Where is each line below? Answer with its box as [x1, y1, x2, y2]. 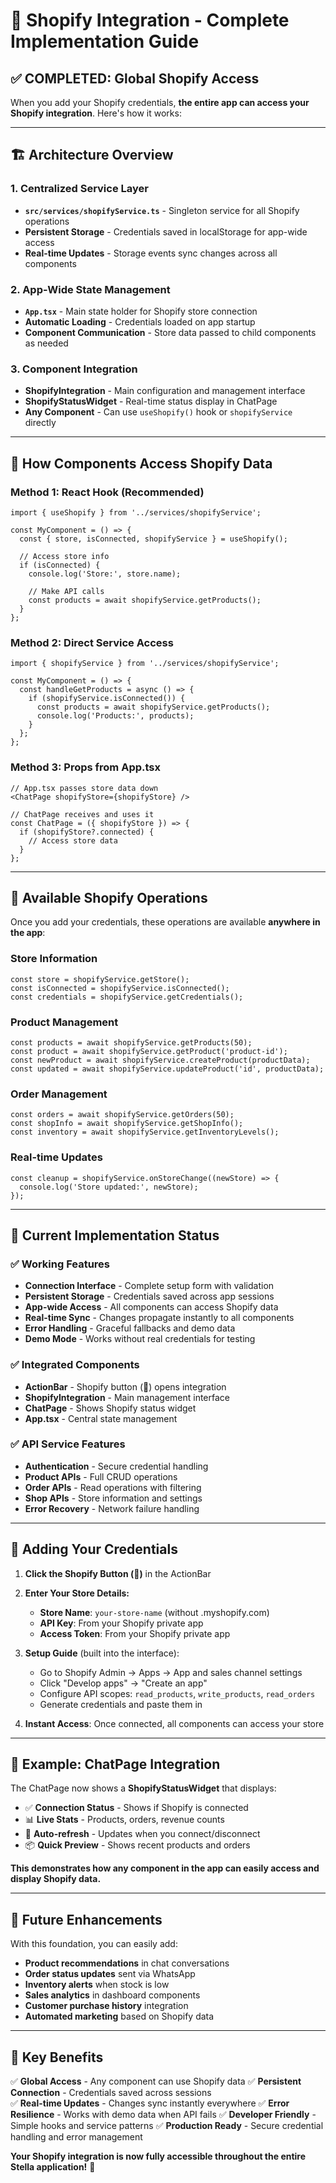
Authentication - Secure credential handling [24, 1460, 209, 1472]
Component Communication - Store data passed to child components [24, 326, 317, 338]
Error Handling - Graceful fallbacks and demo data [24, 1322, 236, 1334]
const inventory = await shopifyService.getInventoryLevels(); [10, 1127, 280, 1138]
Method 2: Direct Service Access [10, 635, 174, 649]
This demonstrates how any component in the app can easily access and [10, 1862, 320, 1874]
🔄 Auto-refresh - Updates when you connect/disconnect [24, 1828, 261, 1840]
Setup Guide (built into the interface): [24, 1647, 180, 1659]
